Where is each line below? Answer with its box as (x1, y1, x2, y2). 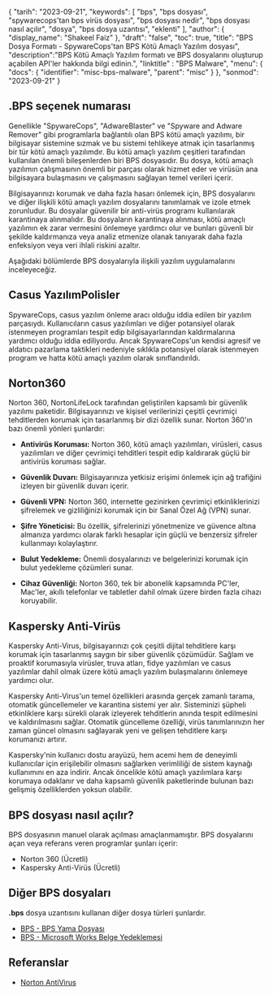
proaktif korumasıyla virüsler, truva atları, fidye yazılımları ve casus (8, 658, 232, 668)
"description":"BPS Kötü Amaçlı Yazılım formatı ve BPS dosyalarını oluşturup (8, 50, 264, 59)
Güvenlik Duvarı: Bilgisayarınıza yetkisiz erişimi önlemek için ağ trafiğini (19, 473, 262, 482)
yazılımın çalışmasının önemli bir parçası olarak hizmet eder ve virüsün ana (8, 164, 258, 174)
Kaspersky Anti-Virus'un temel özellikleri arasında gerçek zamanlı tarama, (8, 691, 255, 701)
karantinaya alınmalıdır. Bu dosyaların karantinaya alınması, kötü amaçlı (8, 214, 245, 224)
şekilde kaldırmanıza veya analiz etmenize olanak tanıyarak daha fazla (8, 231, 243, 241)
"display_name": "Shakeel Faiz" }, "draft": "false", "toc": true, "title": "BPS (8, 32, 253, 42)
